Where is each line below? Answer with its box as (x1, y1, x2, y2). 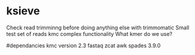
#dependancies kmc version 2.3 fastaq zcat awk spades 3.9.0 (6, 42, 161, 49)
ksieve (6, 4, 40, 18)
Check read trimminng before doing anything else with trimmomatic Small (6, 24, 190, 31)
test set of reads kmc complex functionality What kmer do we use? (6, 30, 173, 37)
